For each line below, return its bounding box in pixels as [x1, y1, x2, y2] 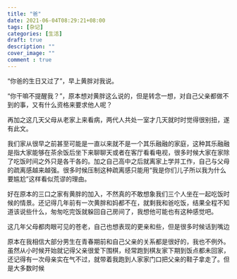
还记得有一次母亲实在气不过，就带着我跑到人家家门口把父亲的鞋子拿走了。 [7, 255, 224, 263]
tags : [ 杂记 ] [7, 23, 44, 30]
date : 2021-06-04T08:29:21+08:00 [7, 17, 106, 24]
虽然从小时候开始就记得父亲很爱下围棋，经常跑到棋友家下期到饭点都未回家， [7, 246, 230, 254]
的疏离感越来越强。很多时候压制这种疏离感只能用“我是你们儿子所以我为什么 [7, 165, 227, 174]
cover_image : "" [7, 50, 55, 57]
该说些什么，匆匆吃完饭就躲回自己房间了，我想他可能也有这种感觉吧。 [13, 207, 217, 215]
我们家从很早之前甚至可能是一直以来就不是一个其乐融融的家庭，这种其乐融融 [7, 139, 230, 148]
